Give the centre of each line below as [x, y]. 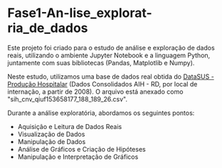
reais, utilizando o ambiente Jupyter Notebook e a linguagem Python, [109, 55]
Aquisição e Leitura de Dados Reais [70, 126]
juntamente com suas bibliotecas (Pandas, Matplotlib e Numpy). [101, 62]
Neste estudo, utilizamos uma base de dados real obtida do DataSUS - [111, 77]
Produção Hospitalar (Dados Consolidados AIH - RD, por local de [102, 84]
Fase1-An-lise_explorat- [80, 13]
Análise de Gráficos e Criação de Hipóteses [81, 149]
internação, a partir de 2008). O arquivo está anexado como [95, 91]
